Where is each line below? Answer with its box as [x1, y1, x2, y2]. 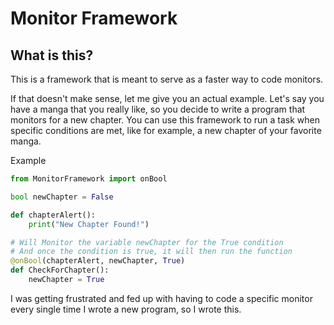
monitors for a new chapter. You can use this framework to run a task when [10, 114, 320, 126]
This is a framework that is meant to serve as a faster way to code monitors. [10, 73, 324, 85]
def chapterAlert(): [10, 210, 97, 220]
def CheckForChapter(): [10, 265, 110, 276]
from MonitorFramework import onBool [10, 174, 168, 184]
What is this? [10, 47, 94, 64]
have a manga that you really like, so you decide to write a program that [10, 103, 306, 115]
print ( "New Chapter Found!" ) [28, 219, 150, 229]
